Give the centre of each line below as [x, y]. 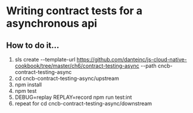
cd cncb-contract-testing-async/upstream [67, 78]
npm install [28, 85]
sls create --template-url [45, 59]
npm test [26, 91]
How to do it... [33, 45]
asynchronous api [52, 23]
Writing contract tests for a [74, 11]
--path [149, 66]
